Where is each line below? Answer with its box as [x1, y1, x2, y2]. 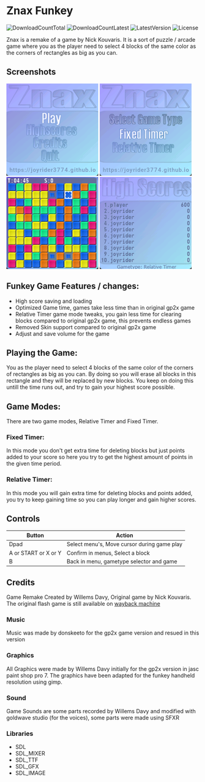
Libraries [6, 729, 34, 738]
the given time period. [6, 460, 62, 467]
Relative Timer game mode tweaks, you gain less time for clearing [15, 310, 182, 318]
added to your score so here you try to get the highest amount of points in [6, 453, 193, 461]
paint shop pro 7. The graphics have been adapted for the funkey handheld [6, 671, 195, 679]
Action [116, 532, 133, 539]
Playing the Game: [6, 348, 78, 358]
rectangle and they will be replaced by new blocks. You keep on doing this [6, 377, 194, 385]
